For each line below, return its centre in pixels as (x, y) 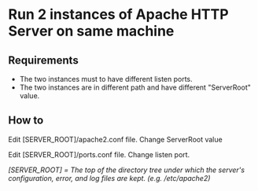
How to (26, 121)
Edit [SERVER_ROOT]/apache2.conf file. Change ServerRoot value (115, 139)
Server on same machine (91, 31)
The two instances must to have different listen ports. (106, 79)
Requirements (43, 60)
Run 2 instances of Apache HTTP (119, 15)
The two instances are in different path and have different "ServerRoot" (135, 87)
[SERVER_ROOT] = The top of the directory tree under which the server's (127, 170)
